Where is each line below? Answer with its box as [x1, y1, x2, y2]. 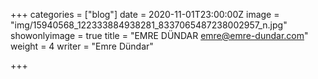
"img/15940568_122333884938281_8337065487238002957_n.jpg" [10, 19, 288, 31]
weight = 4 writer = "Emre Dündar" [10, 40, 154, 52]
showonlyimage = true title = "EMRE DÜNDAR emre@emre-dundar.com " [10, 30, 309, 41]
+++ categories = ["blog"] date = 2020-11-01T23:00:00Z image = [10, 9, 280, 20]
